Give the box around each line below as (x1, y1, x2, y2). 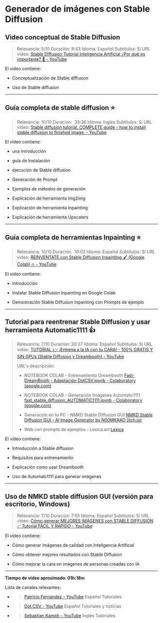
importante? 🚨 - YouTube (16, 56, 67, 62)
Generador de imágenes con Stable (5, 3, 150, 15)
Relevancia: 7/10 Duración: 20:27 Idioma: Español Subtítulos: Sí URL (16, 341, 153, 347)
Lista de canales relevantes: (5, 585, 61, 590)
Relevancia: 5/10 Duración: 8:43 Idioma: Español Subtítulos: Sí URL (16, 46, 150, 52)
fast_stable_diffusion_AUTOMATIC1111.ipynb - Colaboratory (24, 398, 143, 403)
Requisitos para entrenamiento (12, 455, 74, 461)
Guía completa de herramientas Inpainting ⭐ (5, 233, 141, 242)
